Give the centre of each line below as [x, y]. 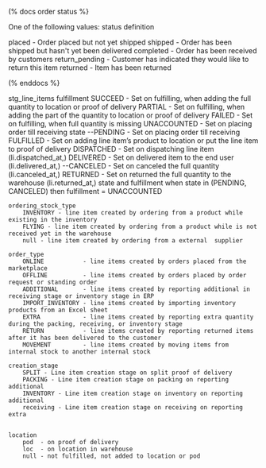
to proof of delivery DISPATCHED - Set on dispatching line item [111, 149]
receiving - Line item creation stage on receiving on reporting [133, 408]
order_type [26, 254]
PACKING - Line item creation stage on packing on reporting [125, 380]
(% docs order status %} [49, 12]
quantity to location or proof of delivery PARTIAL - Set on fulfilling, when [127, 107]
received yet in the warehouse [60, 234]
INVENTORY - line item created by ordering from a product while [133, 213]
